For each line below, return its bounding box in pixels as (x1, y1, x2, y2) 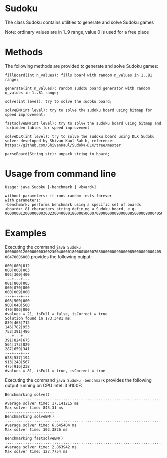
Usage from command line (5, 168, 116, 180)
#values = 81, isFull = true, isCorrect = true (5, 368, 106, 373)
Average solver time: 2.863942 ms (5, 444, 77, 450)
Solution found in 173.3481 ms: (5, 316, 72, 321)
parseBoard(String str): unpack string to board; (5, 151, 110, 156)
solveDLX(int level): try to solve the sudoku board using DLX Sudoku (5, 134, 155, 139)
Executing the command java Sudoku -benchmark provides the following (5, 377, 152, 383)
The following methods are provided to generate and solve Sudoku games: (5, 63, 158, 69)
